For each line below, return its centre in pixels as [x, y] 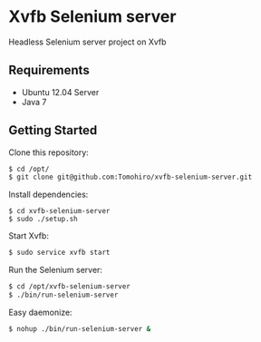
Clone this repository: [49, 152]
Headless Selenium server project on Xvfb [87, 42]
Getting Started [53, 130]
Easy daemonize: [41, 312]
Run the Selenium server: [56, 270]
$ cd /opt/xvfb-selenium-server [69, 287]
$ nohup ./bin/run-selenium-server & [80, 328]
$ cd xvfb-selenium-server [59, 211]
